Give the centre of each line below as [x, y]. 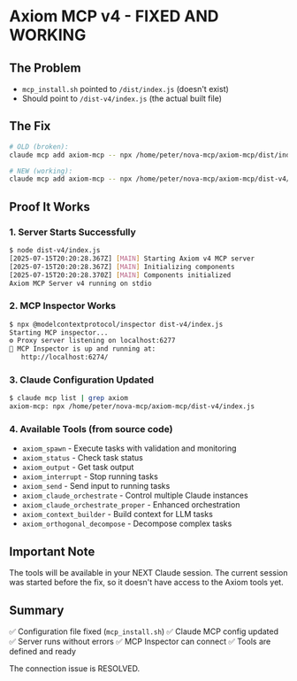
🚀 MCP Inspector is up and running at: [83, 349]
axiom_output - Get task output [78, 468]
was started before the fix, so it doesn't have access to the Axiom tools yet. [147, 583]
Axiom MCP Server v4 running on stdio [80, 283]
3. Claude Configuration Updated [82, 380]
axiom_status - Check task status [82, 458]
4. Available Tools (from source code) [91, 429]
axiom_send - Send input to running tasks [96, 486]
